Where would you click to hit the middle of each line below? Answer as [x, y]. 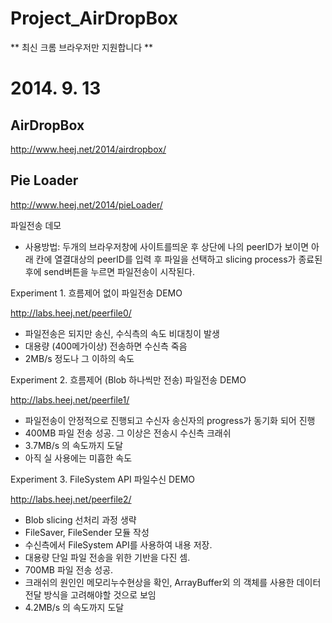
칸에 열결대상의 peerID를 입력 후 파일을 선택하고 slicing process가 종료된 [179, 259]
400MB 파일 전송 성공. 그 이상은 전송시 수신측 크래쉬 [128, 433]
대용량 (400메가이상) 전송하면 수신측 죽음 [106, 346]
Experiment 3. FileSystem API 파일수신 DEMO [102, 479]
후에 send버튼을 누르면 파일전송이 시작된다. [109, 271]
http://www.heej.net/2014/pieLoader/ [86, 204]
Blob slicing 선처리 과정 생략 [80, 519]
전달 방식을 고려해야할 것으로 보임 [90, 594]
